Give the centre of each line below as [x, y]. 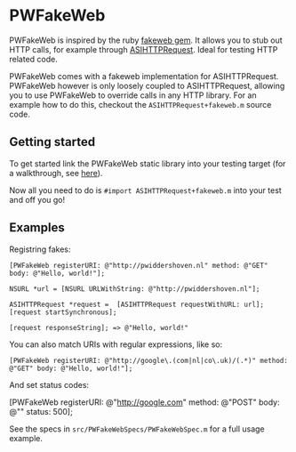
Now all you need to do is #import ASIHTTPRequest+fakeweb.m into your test [145, 190]
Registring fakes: [40, 249]
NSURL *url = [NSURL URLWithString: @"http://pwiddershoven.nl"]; [135, 289]
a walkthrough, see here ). [56, 173]
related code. [33, 59]
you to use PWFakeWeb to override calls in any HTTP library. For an [133, 95]
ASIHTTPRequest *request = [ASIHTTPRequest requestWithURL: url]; [137, 304]
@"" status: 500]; [41, 411]
